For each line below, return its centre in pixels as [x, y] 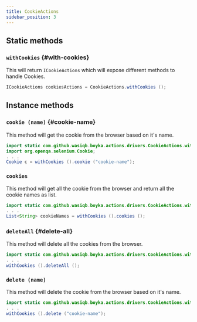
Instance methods [40, 105]
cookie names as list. [31, 195]
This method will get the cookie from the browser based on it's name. [90, 135]
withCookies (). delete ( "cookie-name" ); [56, 314]
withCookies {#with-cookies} [48, 57]
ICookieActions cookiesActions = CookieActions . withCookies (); [86, 87]
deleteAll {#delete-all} [40, 231]
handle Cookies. [26, 76]
